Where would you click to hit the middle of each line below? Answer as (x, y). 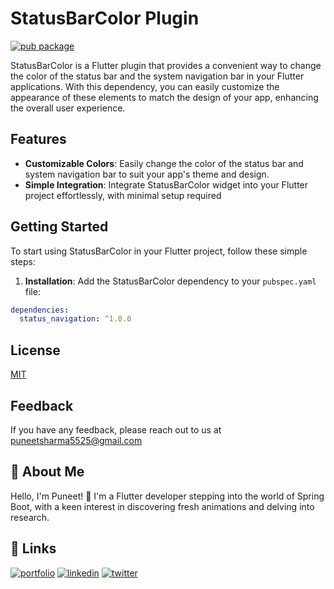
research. (30, 517)
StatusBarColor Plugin (105, 18)
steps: (23, 261)
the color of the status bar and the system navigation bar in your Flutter (157, 76)
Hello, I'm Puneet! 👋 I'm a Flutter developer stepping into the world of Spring (167, 496)
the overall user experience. (68, 108)
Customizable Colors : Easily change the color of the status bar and (164, 163)
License (35, 350)
